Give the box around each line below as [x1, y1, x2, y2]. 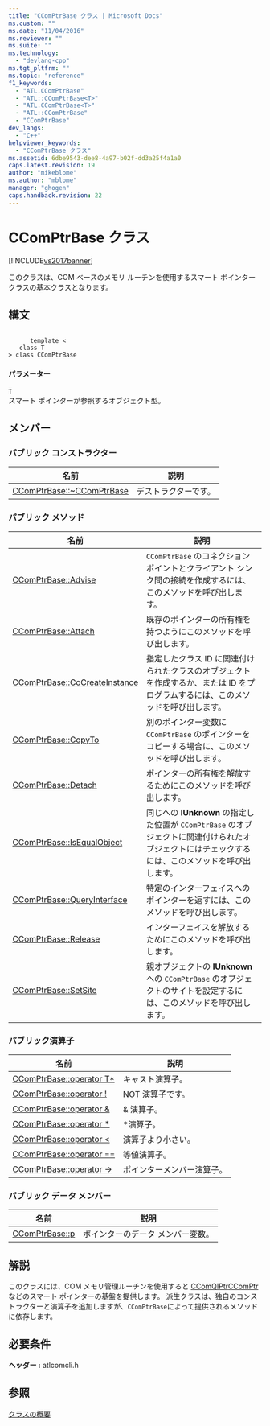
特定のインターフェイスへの [145, 882, 251, 893]
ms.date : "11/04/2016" [8, 27, 84, 35]
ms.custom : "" [8, 19, 56, 27]
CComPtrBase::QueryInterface [12, 894, 128, 905]
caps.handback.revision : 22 [8, 191, 103, 200]
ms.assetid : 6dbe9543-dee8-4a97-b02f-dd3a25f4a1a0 [8, 154, 182, 162]
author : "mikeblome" [8, 169, 78, 177]
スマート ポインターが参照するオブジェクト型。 [8, 395, 166, 405]
